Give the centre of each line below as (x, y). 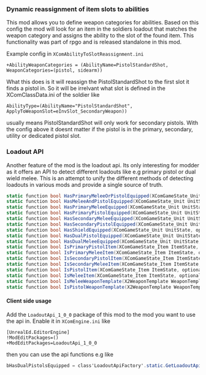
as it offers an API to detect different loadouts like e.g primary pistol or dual (101, 172)
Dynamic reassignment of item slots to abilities (78, 9)
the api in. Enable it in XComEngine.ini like (58, 321)
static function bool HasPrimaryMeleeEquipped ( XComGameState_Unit (93, 207)
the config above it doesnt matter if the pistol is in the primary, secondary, (100, 129)
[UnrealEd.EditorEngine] (38, 332)
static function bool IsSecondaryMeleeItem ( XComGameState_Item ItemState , (104, 264)
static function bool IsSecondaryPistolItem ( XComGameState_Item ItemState (104, 259)
